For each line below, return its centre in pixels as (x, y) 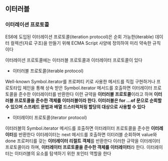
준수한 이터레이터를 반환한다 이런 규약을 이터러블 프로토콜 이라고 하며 (86, 94)
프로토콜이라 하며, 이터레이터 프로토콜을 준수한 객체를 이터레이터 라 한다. (75, 147)
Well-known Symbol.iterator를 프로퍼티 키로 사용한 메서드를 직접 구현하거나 (80, 81)
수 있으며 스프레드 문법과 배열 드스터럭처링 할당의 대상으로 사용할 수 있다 (75, 106)
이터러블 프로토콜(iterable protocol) (48, 71)
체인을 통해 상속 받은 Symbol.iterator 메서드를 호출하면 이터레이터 (87, 88)
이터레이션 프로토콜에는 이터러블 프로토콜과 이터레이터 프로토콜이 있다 (74, 60)
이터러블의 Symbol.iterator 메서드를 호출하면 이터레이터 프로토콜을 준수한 (77, 128)
